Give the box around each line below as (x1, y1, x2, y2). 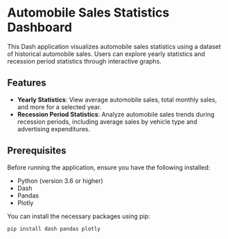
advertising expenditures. (17, 124, 91, 133)
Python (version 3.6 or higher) (17, 176, 104, 184)
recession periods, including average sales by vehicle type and (17, 117, 198, 126)
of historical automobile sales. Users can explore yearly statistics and (7, 50, 206, 58)
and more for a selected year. (17, 102, 102, 111)
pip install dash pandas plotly (7, 225, 100, 232)
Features (7, 77, 46, 89)
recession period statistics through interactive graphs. (7, 57, 161, 65)
